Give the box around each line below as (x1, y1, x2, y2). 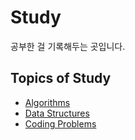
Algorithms (24, 96, 71, 108)
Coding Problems (24, 117, 97, 130)
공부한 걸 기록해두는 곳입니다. (10, 40, 126, 52)
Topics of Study (10, 70, 112, 87)
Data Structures (24, 107, 90, 119)
